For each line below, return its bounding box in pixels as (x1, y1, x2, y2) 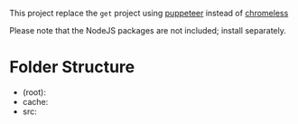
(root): (22, 86, 47, 98)
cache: (22, 96, 49, 107)
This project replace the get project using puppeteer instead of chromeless (9, 8, 289, 18)
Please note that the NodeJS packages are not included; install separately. (9, 25, 287, 35)
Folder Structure (9, 57, 135, 78)
